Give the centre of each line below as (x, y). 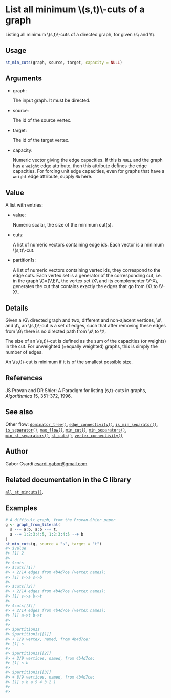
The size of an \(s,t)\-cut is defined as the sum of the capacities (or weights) (86, 341)
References (24, 378)
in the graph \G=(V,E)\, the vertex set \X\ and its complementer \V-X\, (85, 281)
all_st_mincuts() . (24, 492)
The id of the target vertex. (41, 140)
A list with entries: (24, 205)
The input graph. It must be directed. (51, 100)
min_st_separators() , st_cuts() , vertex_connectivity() (64, 435)
